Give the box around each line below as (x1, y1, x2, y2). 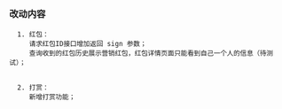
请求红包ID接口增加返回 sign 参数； (28, 40, 147, 49)
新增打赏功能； (28, 93, 76, 102)
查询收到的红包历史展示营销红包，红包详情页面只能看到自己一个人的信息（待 (28, 49, 267, 58)
